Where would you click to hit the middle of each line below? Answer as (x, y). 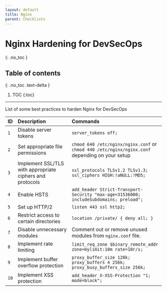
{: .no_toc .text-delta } (28, 85)
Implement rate (35, 244)
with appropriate (37, 170)
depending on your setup (101, 155)
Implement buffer (38, 260)
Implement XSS (36, 275)
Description (32, 122)
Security (82, 195)
